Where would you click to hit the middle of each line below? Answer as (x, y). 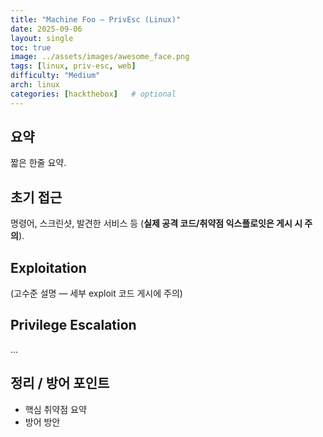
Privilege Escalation (73, 325)
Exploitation (48, 267)
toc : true (31, 47)
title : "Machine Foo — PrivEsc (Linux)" (96, 19)
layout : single (42, 38)
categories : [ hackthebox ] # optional (93, 94)
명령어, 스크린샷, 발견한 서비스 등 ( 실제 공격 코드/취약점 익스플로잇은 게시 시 (156, 223)
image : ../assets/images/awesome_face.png (100, 57)
